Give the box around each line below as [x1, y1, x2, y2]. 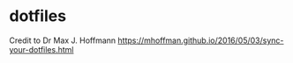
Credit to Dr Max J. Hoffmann [9, 35, 116, 45]
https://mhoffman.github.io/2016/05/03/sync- [117, 35, 284, 45]
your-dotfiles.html [9, 44, 74, 54]
